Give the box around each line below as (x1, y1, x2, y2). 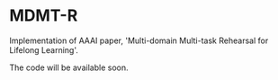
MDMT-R (9, 5, 78, 26)
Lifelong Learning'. (9, 44, 78, 55)
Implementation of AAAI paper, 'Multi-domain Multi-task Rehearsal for (9, 35, 269, 46)
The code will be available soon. (9, 62, 129, 73)
